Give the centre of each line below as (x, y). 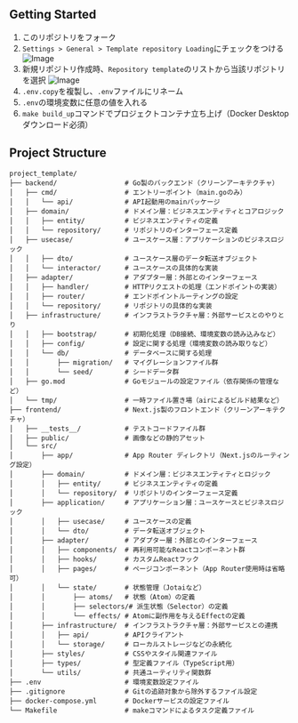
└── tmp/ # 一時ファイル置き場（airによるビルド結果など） (154, 400)
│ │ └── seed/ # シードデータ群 (94, 372)
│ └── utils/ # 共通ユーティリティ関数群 (110, 672)
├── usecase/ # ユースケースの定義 (124, 521)
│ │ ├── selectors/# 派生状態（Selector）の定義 (119, 607)
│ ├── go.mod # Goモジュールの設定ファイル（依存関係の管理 (141, 382)
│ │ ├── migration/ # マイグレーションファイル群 (114, 362)
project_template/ (43, 173)
